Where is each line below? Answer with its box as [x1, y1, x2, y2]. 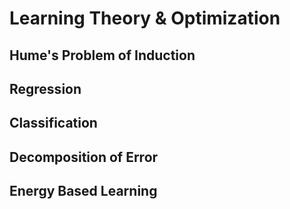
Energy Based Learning [9, 183, 158, 200]
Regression [9, 80, 82, 97]
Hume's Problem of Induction [9, 47, 196, 64]
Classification [9, 115, 98, 132]
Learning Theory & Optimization [9, 7, 281, 30]
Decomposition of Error [9, 148, 159, 166]
